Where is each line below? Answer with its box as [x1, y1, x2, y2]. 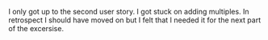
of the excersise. [8, 24, 65, 33]
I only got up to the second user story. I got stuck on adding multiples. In [8, 7, 249, 16]
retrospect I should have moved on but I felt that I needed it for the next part [8, 15, 261, 25]
